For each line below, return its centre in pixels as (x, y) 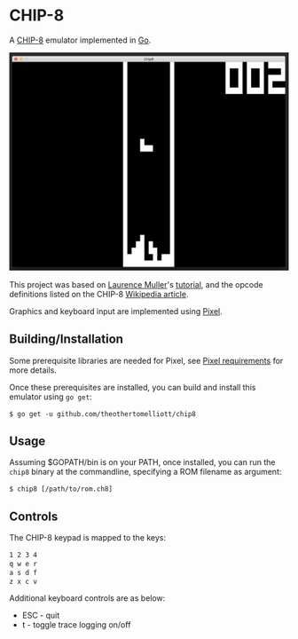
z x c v (24, 582)
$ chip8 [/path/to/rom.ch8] (61, 489)
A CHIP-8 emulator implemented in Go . (80, 40)
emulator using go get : (51, 397)
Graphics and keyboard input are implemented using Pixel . (116, 311)
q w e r (24, 564)
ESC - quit (41, 615)
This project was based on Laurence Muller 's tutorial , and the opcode (136, 284)
